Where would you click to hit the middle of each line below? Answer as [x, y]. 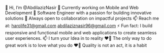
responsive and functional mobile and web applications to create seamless [81, 33]
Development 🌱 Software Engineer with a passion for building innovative [78, 13]
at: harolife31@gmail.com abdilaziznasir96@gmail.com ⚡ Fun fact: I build [79, 26]
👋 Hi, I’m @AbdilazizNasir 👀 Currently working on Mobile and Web [72, 8]
